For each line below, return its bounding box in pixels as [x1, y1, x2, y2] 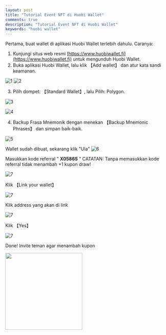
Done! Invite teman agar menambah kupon [5, 243, 95, 249]
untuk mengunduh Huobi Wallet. [73, 56, 141, 62]
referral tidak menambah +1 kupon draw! [5, 161, 91, 167]
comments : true [5, 17, 38, 22]
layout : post [5, 7, 33, 13]
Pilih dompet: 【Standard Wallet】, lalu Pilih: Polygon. [12, 88, 126, 95]
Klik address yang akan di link [5, 202, 68, 208]
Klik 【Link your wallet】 [5, 182, 57, 188]
